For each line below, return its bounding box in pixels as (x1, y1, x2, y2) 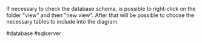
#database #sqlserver (6, 30, 62, 37)
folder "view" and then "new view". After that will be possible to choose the (6, 12, 195, 19)
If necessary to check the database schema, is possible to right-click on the (6, 5, 196, 12)
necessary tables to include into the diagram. (6, 18, 120, 25)
